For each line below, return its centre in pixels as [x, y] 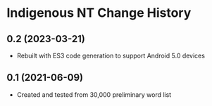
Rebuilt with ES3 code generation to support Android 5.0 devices [111, 55]
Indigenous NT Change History [99, 13]
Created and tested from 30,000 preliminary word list [94, 94]
